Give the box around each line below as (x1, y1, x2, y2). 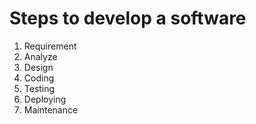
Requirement (23, 40, 77, 52)
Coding (23, 72, 55, 84)
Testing (23, 82, 56, 94)
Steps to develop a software (9, 7, 247, 30)
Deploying (23, 93, 67, 105)
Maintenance (23, 103, 79, 116)
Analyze (23, 50, 58, 62)
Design (23, 61, 54, 73)
